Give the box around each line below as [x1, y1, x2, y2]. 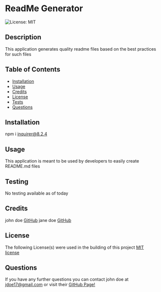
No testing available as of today [5, 190, 69, 196]
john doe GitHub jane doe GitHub [5, 217, 72, 223]
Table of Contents [5, 65, 61, 73]
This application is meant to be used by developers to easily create [5, 158, 140, 164]
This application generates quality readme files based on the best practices [5, 46, 157, 52]
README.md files [5, 164, 40, 169]
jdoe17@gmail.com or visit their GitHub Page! [5, 282, 96, 288]
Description [5, 33, 41, 41]
